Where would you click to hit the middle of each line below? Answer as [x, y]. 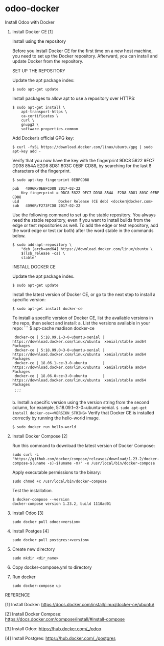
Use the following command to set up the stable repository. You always [84, 215]
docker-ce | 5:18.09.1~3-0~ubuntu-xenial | [59, 337]
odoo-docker [32, 9]
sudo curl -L [25, 455]
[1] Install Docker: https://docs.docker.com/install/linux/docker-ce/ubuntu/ [80, 604]
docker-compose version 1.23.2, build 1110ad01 [61, 504]
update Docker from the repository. [48, 61]
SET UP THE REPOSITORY [39, 71]
